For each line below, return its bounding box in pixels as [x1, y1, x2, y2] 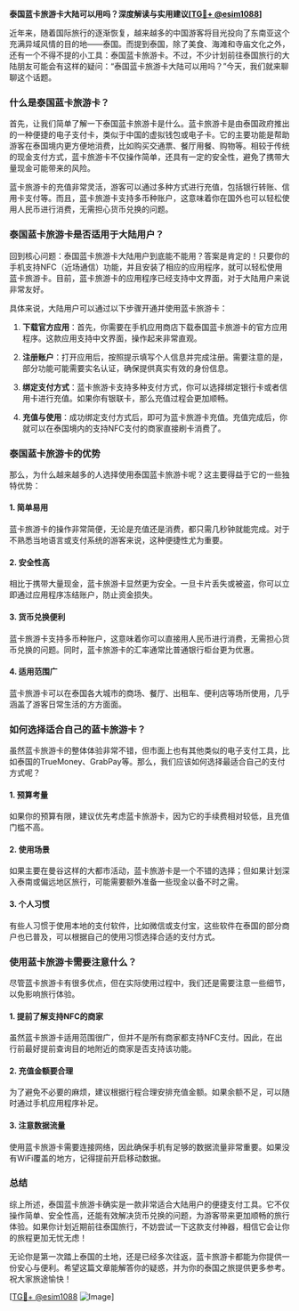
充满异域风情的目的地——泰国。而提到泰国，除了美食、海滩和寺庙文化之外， [9, 39, 290, 49]
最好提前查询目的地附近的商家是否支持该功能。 [24, 1043, 197, 1054]
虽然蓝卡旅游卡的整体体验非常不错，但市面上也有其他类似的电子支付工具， [9, 745, 282, 756]
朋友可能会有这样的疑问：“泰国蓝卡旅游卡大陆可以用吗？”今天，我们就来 [16, 61, 282, 71]
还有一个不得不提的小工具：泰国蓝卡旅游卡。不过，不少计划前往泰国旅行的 [9, 50, 282, 61]
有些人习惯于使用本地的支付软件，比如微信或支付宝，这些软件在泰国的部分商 [9, 920, 290, 931]
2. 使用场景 [9, 844, 51, 854]
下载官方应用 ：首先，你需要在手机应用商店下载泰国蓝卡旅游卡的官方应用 [21, 321, 287, 332]
